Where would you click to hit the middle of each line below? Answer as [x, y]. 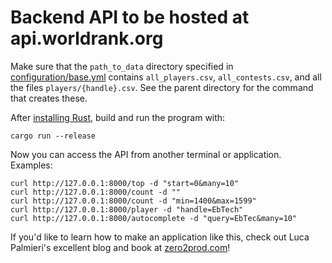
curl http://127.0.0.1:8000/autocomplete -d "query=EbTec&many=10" [154, 218]
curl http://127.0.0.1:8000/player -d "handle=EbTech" [127, 209]
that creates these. [49, 98]
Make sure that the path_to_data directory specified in [122, 66]
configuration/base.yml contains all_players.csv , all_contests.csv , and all [166, 77]
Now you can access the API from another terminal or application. [146, 154]
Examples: [31, 165]
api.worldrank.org [87, 38]
